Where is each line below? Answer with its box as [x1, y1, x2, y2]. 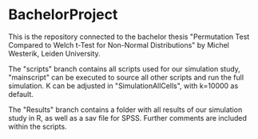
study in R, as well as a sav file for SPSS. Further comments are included [8, 113, 248, 122]
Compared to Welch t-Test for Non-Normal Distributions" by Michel [8, 40, 229, 49]
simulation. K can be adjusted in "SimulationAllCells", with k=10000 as [8, 81, 239, 91]
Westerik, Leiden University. [8, 48, 101, 58]
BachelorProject [8, 6, 118, 24]
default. [8, 89, 34, 98]
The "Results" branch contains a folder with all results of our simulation [8, 105, 243, 114]
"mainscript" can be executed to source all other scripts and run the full [8, 72, 244, 82]
